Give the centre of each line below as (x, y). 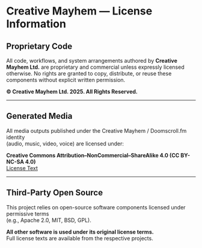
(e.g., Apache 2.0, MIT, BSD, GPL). (49, 220)
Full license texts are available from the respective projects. (80, 238)
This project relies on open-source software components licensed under (96, 207)
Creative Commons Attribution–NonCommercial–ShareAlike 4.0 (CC (93, 155)
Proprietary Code (39, 46)
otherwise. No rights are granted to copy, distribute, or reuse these (89, 73)
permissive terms (28, 214)
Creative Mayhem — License (79, 11)
